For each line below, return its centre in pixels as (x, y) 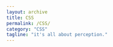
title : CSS (20, 18)
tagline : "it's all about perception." (57, 35)
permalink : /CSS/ (28, 23)
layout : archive (27, 12)
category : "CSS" (27, 29)
